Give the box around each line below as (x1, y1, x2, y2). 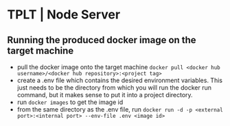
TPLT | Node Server (7, 7, 121, 23)
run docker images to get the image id (16, 98, 124, 106)
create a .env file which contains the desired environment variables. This (16, 76, 223, 84)
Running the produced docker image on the (7, 34, 197, 46)
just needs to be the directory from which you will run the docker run (16, 84, 211, 92)
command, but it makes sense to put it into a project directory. (16, 91, 194, 99)
